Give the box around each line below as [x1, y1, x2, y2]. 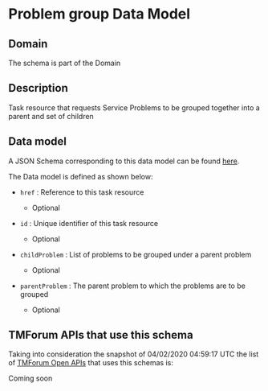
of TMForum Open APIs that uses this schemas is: [8, 358, 174, 368]
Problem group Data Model [8, 5, 191, 23]
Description [8, 81, 68, 95]
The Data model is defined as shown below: [8, 171, 153, 181]
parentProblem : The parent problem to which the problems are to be [19, 281, 246, 290]
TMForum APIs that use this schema [8, 328, 194, 342]
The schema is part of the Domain [8, 58, 121, 68]
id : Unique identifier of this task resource [19, 218, 159, 228]
